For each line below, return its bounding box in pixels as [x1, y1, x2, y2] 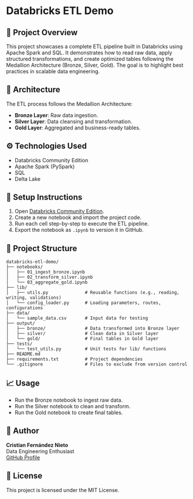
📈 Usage [6, 378, 40, 388]
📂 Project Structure [6, 243, 77, 253]
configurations [6, 305, 43, 311]
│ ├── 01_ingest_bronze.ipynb [6, 269, 85, 275]
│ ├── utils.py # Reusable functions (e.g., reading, [6, 290, 180, 296]
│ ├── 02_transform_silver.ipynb [6, 274, 93, 281]
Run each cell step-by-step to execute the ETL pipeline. [14, 220, 150, 227]
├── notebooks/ [6, 264, 43, 270]
